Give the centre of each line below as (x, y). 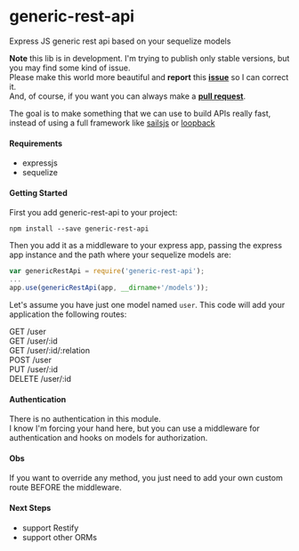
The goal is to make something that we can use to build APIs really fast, (140, 113)
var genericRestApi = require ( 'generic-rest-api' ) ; (107, 271)
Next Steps (30, 507)
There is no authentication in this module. (85, 419)
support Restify (50, 528)
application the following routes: (68, 314)
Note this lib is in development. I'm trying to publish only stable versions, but (149, 58)
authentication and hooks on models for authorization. (109, 438)
